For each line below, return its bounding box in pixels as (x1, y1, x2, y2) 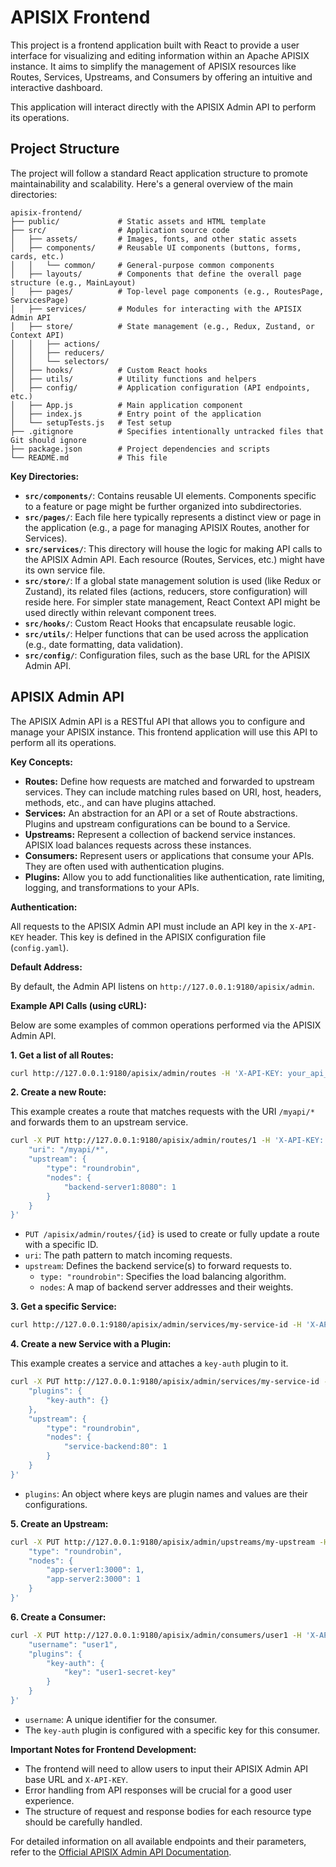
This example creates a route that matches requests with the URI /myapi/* (10, 1106, 315, 1118)
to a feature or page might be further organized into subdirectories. (24, 500, 302, 512)
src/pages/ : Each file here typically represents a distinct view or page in (24, 511, 322, 523)
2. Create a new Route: (10, 1086, 107, 1098)
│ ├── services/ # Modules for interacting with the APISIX (10, 304, 302, 314)
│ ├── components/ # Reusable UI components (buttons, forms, (10, 242, 302, 253)
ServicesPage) (10, 295, 70, 305)
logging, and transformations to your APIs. (24, 881, 200, 893)
